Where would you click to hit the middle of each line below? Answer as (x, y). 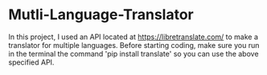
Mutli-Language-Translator (101, 15)
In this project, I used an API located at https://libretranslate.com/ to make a (133, 37)
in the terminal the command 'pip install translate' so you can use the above (133, 53)
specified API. (31, 62)
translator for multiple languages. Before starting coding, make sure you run (134, 45)
